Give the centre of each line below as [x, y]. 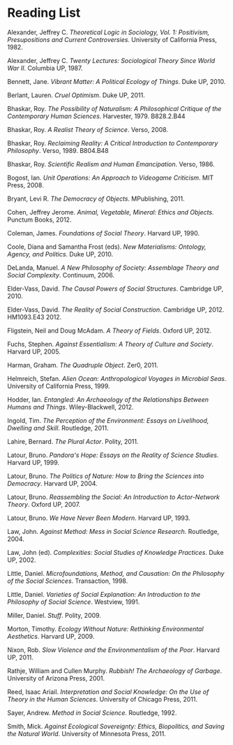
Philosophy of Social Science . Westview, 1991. [74, 602]
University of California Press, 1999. [59, 386]
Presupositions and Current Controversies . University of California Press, [112, 39]
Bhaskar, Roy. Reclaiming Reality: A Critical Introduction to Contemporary [113, 143]
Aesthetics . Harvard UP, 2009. [51, 636]
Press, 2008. [25, 185]
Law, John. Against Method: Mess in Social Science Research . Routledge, [113, 531]
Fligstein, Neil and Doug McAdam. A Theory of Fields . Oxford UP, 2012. [110, 331]
